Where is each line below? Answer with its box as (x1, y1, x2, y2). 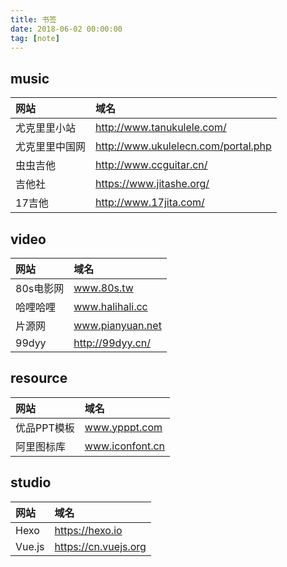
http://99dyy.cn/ (73, 336, 152, 350)
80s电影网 (15, 282, 65, 295)
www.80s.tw (73, 281, 134, 295)
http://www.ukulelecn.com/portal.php (95, 139, 272, 153)
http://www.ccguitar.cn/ (95, 158, 208, 172)
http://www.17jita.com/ (95, 196, 205, 210)
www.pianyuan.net (73, 319, 162, 332)
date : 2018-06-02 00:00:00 (10, 24, 123, 34)
